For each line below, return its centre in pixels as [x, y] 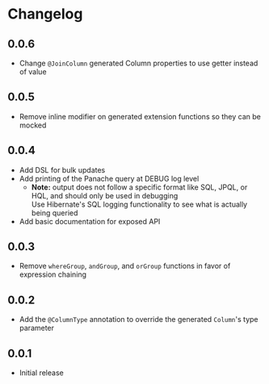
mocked [33, 125]
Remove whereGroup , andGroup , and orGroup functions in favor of [125, 266]
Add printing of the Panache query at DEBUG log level [109, 178]
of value [33, 72]
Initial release [41, 373]
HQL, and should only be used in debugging [105, 195]
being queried [55, 213]
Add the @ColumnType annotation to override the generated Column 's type [139, 319]
